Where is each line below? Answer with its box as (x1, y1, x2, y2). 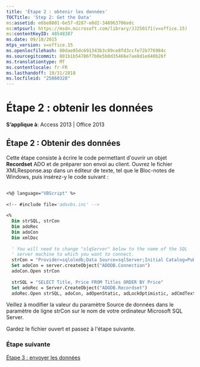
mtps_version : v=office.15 (6, 42, 73, 48)
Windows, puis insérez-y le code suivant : (6, 173, 109, 180)
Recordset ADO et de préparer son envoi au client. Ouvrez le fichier (6, 160, 173, 167)
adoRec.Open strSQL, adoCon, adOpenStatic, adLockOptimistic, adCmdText (11, 290, 196, 296)
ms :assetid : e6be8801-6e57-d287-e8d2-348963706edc (6, 20, 135, 26)
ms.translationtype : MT (6, 59, 65, 65)
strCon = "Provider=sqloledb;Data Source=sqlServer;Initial (11, 257, 164, 263)
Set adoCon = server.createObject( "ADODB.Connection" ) (11, 262, 151, 269)
